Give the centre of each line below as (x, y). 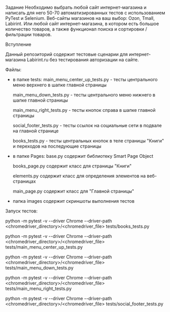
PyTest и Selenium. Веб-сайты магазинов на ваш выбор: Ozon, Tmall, (80, 18)
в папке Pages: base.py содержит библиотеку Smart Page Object (83, 156)
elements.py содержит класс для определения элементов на (79, 176)
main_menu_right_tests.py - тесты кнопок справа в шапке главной (84, 110)
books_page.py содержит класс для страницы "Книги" (72, 166)
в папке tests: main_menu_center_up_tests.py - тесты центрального (85, 79)
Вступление (18, 44)
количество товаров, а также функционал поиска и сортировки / (76, 29)
